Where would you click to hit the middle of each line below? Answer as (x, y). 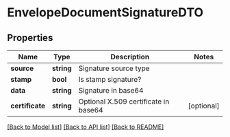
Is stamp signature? (110, 79)
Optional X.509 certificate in (124, 102)
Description (130, 57)
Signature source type (114, 68)
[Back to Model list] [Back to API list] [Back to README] (86, 127)
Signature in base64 (111, 90)
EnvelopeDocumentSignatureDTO (105, 13)
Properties (30, 38)
